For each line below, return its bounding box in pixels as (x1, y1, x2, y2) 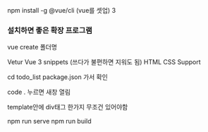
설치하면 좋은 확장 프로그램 (7, 25, 93, 35)
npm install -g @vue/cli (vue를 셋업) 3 (7, 6, 116, 14)
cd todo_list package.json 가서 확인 (7, 73, 108, 81)
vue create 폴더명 (7, 43, 58, 52)
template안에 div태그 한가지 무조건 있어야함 (7, 103, 128, 112)
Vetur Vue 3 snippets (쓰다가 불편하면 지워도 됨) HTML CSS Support (7, 58, 201, 66)
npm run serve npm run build (7, 117, 92, 126)
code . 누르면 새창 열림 (7, 88, 71, 97)
